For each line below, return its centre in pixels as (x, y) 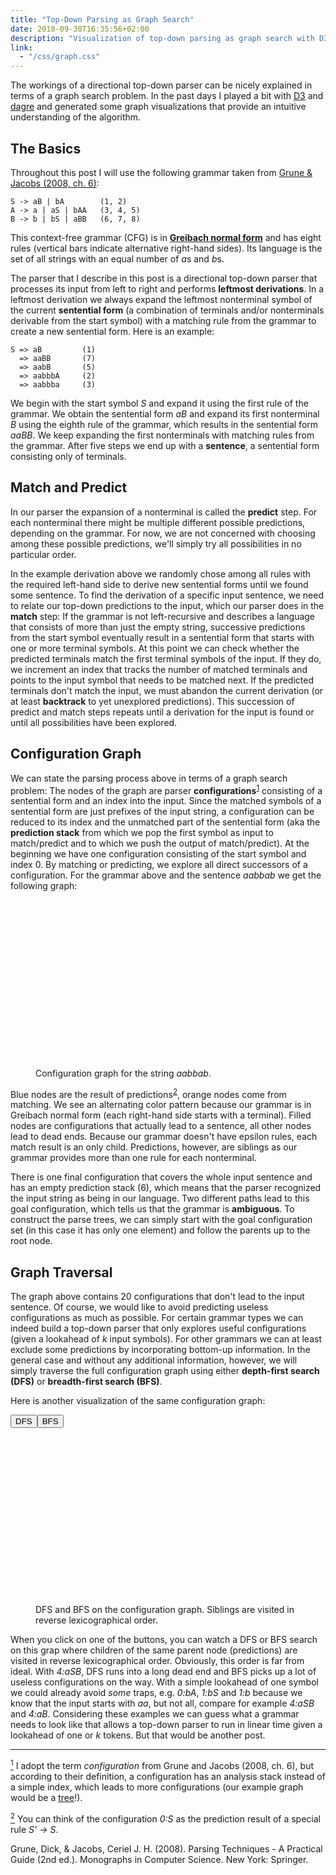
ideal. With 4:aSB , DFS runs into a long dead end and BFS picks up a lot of (163, 1672)
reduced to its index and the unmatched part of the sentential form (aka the (165, 822)
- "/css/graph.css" (60, 57)
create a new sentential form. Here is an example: (112, 331)
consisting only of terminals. (68, 456)
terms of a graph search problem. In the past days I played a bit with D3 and (167, 96)
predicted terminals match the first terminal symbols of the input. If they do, (166, 658)
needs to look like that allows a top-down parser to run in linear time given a (166, 1725)
